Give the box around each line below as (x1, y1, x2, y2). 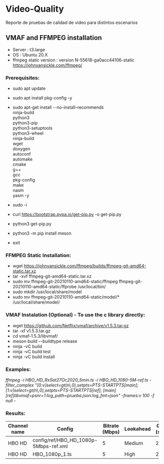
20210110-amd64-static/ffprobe (12, 284, 77, 290)
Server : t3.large (12, 46, 45, 52)
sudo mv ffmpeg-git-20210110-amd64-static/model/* (12, 294, 120, 300)
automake (12, 156, 33, 162)
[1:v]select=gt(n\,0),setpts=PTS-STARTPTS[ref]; (5, 387, 102, 393)
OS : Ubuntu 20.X (12, 52, 48, 58)
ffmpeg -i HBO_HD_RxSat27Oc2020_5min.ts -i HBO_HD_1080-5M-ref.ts (5, 377, 148, 383)
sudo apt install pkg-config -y (12, 95, 73, 101)
